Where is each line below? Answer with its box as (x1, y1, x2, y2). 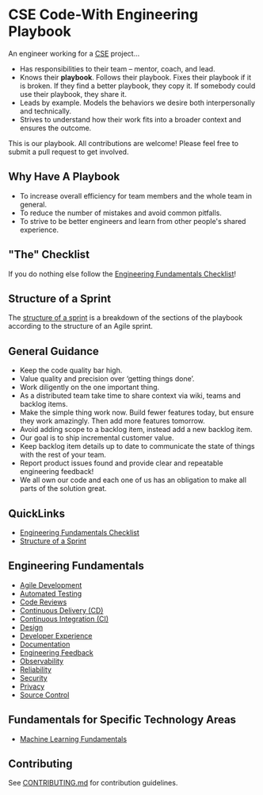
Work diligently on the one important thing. (19, 383, 160, 392)
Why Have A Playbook (8, 170, 120, 183)
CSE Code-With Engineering (8, 6, 199, 24)
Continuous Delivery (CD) (19, 605, 104, 615)
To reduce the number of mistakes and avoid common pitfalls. (19, 208, 222, 218)
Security (19, 673, 48, 682)
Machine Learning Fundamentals (19, 734, 128, 743)
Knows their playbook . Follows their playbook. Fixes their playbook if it (19, 72, 252, 82)
